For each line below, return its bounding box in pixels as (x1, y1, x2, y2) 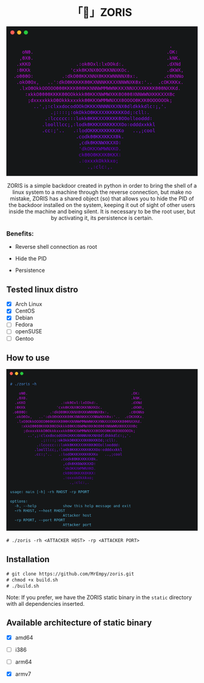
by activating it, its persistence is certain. (50, 214, 154, 222)
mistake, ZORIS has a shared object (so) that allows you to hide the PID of (10, 195, 194, 202)
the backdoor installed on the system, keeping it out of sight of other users (8, 202, 195, 209)
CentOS (15, 307, 35, 314)
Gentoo (15, 335, 34, 342)
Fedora (15, 321, 33, 328)
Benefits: (6, 229, 35, 238)
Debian (15, 314, 33, 322)
